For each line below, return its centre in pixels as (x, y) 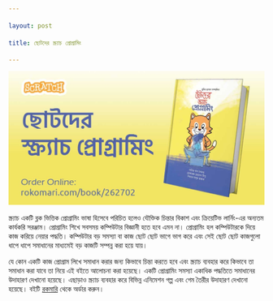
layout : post (30, 26)
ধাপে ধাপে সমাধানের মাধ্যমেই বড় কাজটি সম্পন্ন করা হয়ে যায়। (78, 245)
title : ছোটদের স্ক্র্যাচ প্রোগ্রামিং (45, 43)
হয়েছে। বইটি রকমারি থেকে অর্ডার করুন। (56, 289)
